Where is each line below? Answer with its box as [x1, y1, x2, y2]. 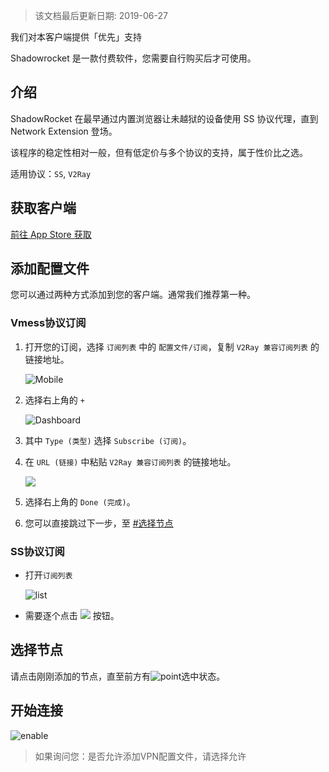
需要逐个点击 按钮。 [24, 610, 120, 622]
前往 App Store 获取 [10, 228, 92, 240]
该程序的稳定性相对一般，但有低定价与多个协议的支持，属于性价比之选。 [10, 146, 308, 158]
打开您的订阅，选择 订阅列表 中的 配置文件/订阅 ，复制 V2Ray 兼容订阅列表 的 [24, 340, 320, 353]
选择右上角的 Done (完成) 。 [24, 495, 136, 508]
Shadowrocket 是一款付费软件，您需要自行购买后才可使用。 [10, 52, 257, 64]
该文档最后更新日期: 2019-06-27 [34, 10, 168, 21]
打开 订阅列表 [24, 569, 73, 581]
